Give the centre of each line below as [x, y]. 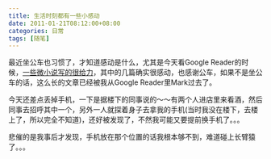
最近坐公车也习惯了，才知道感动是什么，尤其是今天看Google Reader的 [125, 62]
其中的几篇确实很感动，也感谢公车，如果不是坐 [177, 73]
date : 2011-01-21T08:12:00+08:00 [65, 23]
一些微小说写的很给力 [58, 73]
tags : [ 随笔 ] [29, 38]
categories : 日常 [36, 31]
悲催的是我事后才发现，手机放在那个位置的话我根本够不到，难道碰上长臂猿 [132, 137]
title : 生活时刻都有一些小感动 [54, 16]
